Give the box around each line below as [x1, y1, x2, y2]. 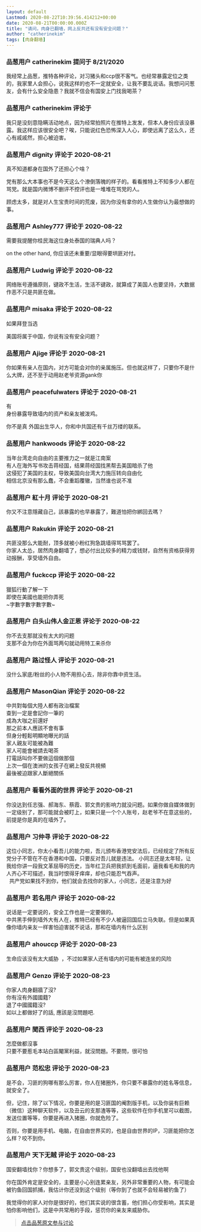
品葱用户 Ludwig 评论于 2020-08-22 [6, 266, 113, 275]
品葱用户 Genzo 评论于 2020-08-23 [6, 971, 111, 980]
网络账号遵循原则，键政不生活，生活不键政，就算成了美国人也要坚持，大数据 [6, 281, 195, 288]
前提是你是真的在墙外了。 [6, 816, 69, 823]
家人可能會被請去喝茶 [6, 747, 59, 754]
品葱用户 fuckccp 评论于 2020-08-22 [6, 571, 115, 579]
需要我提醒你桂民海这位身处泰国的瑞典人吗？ [6, 237, 117, 244]
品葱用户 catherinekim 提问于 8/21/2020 [6, 58, 124, 66]
